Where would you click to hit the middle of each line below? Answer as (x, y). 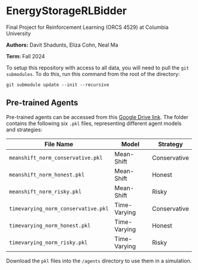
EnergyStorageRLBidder (67, 11)
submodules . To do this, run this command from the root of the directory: (93, 74)
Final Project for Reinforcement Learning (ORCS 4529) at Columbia (88, 27)
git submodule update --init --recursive (58, 85)
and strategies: (24, 129)
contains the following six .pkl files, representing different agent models (94, 123)
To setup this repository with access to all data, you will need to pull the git (98, 67)
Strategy (171, 144)
